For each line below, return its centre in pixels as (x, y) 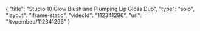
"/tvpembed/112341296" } (38, 22)
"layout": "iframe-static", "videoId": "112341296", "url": (74, 15)
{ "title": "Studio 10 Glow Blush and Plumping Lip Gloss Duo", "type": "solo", (100, 9)
